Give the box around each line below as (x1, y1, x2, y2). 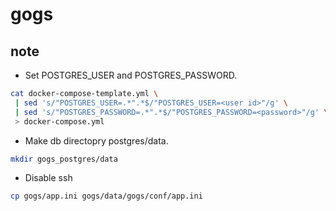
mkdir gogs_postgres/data (10, 154, 118, 164)
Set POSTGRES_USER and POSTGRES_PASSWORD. (24, 69, 238, 81)
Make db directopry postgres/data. (24, 134, 169, 147)
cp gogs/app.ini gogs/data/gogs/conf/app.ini (10, 191, 203, 202)
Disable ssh (24, 172, 73, 184)
